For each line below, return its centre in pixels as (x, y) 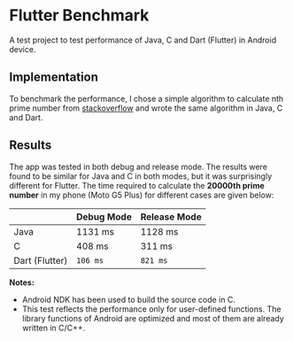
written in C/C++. (54, 328)
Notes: (22, 282)
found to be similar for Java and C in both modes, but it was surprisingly (141, 176)
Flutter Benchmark (79, 15)
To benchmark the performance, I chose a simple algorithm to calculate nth (146, 98)
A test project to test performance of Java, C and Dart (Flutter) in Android (143, 40)
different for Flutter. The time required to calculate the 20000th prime (137, 185)
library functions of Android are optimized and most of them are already (153, 318)
